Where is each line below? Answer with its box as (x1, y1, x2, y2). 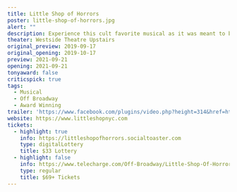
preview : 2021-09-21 (7, 56, 68, 63)
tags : (7, 82, 23, 89)
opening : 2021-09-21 (7, 63, 68, 70)
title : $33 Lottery (20, 148, 78, 155)
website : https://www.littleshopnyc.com (7, 115, 128, 122)
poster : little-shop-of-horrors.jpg (7, 17, 115, 24)
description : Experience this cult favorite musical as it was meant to (7, 30, 226, 37)
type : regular (20, 167, 61, 174)
